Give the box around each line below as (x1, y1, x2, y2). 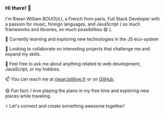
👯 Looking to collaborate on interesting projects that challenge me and (5, 46, 150, 52)
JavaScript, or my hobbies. (5, 66, 61, 72)
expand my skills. (5, 51, 41, 57)
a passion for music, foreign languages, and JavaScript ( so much (5, 21, 141, 27)
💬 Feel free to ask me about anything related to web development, (5, 61, 141, 67)
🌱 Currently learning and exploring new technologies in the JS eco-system (5, 36, 159, 42)
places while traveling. (5, 93, 51, 99)
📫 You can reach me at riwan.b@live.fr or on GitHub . (5, 76, 115, 82)
